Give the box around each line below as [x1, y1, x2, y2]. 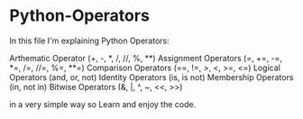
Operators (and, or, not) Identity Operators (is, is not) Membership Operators [9, 71, 294, 82]
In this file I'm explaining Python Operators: [9, 35, 170, 46]
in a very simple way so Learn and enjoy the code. [9, 98, 197, 109]
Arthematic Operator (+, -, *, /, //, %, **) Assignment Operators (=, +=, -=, [9, 52, 282, 63]
